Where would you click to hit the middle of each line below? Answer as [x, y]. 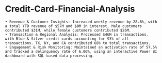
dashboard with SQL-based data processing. [50, 56]
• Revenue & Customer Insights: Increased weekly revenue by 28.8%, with [81, 22]
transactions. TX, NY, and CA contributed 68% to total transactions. [78, 43]
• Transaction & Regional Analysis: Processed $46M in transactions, [77, 34]
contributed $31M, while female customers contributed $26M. [68, 30]
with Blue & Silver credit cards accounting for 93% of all [67, 39]
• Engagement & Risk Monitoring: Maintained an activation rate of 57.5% [81, 47]
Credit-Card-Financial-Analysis [70, 9]
